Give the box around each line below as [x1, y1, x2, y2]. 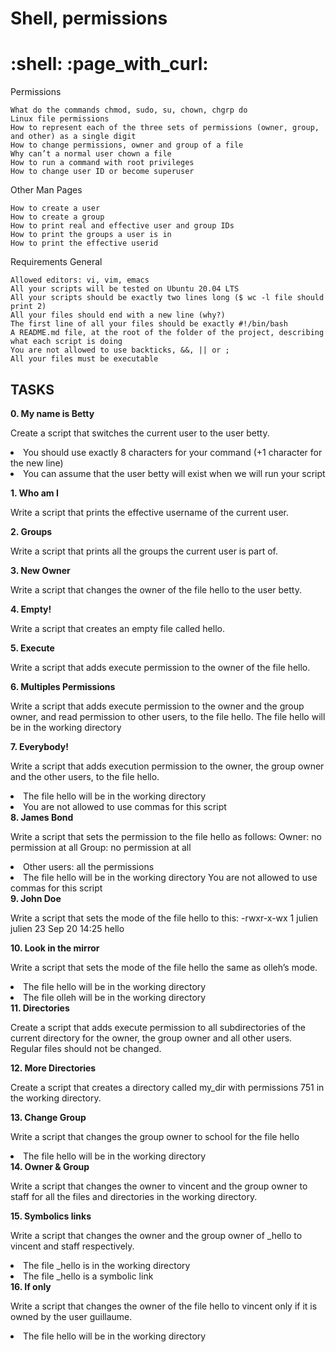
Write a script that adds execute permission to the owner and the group [10, 700, 305, 712]
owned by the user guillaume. [10, 1310, 133, 1322]
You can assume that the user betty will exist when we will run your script [23, 467, 326, 479]
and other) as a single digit [10, 132, 137, 142]
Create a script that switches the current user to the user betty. [10, 427, 270, 439]
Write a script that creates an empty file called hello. [10, 622, 225, 634]
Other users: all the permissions [23, 860, 155, 872]
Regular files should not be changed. [10, 1042, 162, 1054]
